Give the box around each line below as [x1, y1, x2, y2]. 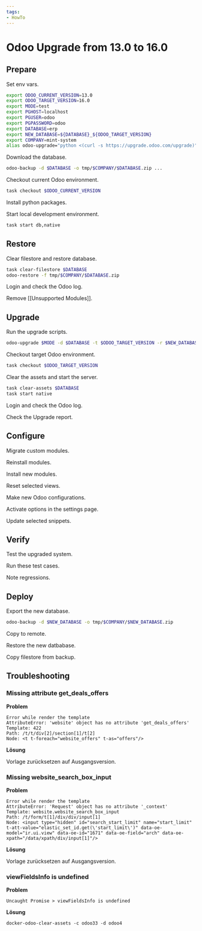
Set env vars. [6, 80, 39, 88]
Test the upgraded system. [6, 551, 73, 558]
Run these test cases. [6, 562, 60, 569]
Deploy [6, 591, 34, 601]
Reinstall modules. [6, 458, 52, 465]
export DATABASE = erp [6, 126, 58, 132]
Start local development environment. [6, 211, 99, 217]
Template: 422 [6, 725, 42, 731]
